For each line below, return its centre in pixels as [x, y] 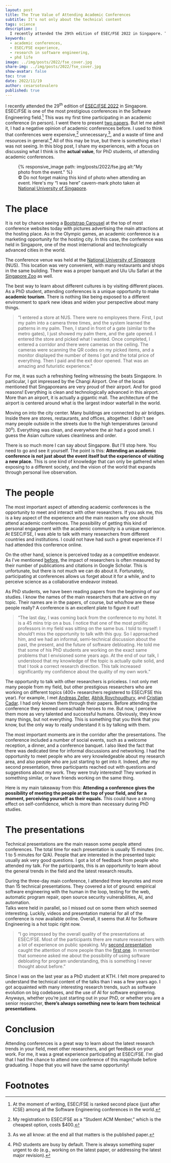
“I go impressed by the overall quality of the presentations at [81, 934]
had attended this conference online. [44, 544]
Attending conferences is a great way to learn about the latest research [80, 1043]
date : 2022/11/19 [24, 81]
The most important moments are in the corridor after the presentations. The [85, 734]
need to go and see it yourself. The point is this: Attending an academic [81, 450]
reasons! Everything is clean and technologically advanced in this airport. [82, 392]
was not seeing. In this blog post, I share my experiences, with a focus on [82, 146]
